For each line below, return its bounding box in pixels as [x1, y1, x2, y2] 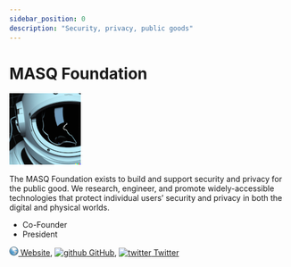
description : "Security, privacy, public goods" [9, 23, 194, 33]
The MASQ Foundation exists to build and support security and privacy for [9, 174, 283, 185]
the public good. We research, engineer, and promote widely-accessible [9, 183, 275, 194]
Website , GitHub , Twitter [20, 247, 179, 258]
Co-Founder [21, 220, 68, 230]
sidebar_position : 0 [9, 14, 87, 23]
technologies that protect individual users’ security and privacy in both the [9, 193, 283, 204]
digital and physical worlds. [9, 202, 110, 213]
